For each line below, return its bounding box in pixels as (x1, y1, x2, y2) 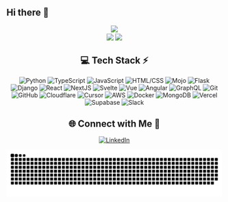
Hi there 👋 (6, 7, 49, 18)
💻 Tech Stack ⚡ (80, 55, 149, 66)
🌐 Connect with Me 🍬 (68, 118, 161, 130)
